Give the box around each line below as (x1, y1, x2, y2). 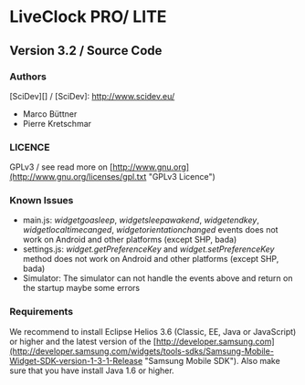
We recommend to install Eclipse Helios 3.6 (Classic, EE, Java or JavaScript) (9, 326, 297, 337)
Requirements (9, 306, 74, 318)
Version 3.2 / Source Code (9, 43, 163, 58)
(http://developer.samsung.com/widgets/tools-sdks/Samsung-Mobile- (9, 345, 274, 357)
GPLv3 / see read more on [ (9, 161, 113, 172)
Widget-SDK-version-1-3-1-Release (9, 355, 143, 366)
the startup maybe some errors (22, 283, 140, 294)
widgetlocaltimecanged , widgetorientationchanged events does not (22, 224, 279, 235)
